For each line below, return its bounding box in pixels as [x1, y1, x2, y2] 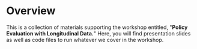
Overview [6, 4, 56, 18]
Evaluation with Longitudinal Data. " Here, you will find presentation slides [6, 30, 191, 37]
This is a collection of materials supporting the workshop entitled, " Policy [6, 24, 188, 31]
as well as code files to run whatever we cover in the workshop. [6, 36, 164, 43]
